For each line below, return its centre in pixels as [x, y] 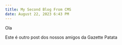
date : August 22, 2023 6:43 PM [37, 14]
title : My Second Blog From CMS [38, 9]
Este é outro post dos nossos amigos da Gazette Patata [61, 37]
